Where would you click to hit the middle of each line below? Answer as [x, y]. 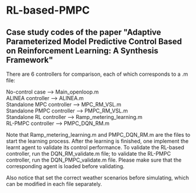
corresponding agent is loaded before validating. [66, 166]
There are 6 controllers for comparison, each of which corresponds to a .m [97, 74]
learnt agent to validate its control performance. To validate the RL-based [95, 147]
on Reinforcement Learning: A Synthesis [82, 51]
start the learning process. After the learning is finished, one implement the [97, 141]
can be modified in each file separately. [54, 184]
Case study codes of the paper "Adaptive [84, 32]
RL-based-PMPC [48, 10]
